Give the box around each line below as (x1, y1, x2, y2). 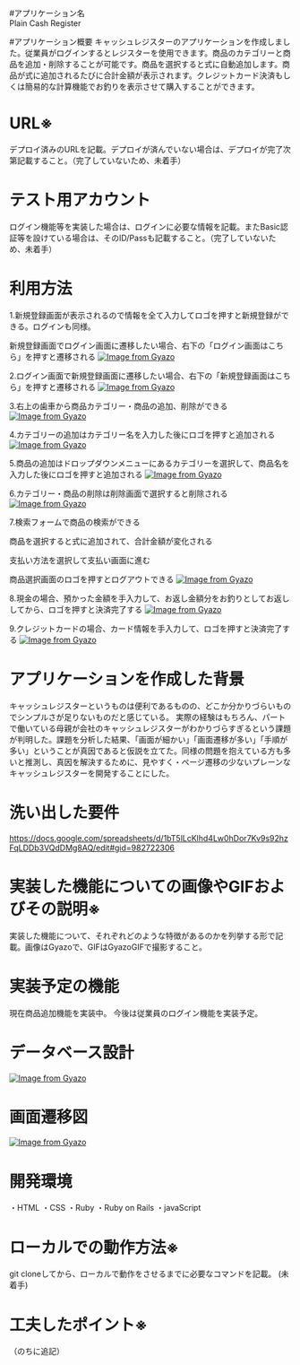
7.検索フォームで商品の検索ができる (9, 517, 141, 527)
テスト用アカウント (9, 190, 151, 211)
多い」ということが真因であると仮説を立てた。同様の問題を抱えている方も (9, 745, 284, 756)
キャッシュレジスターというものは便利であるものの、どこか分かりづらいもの (9, 700, 292, 711)
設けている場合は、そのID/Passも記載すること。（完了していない (32, 232, 269, 243)
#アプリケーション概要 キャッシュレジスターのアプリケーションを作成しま (9, 37, 283, 47)
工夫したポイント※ (9, 1315, 148, 1335)
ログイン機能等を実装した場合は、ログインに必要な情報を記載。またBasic (9, 221, 280, 231)
